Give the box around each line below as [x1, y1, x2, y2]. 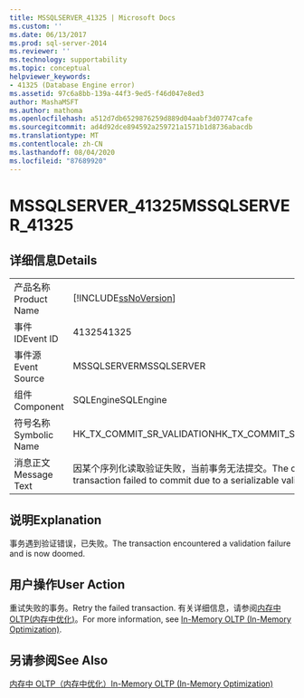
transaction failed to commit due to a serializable [72, 473, 280, 486]
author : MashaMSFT [9, 97, 79, 107]
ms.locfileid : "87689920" [9, 156, 107, 166]
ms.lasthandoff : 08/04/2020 [9, 148, 116, 157]
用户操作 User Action [9, 577, 126, 592]
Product [14, 292, 48, 305]
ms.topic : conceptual [9, 64, 91, 73]
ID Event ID [14, 332, 59, 345]
